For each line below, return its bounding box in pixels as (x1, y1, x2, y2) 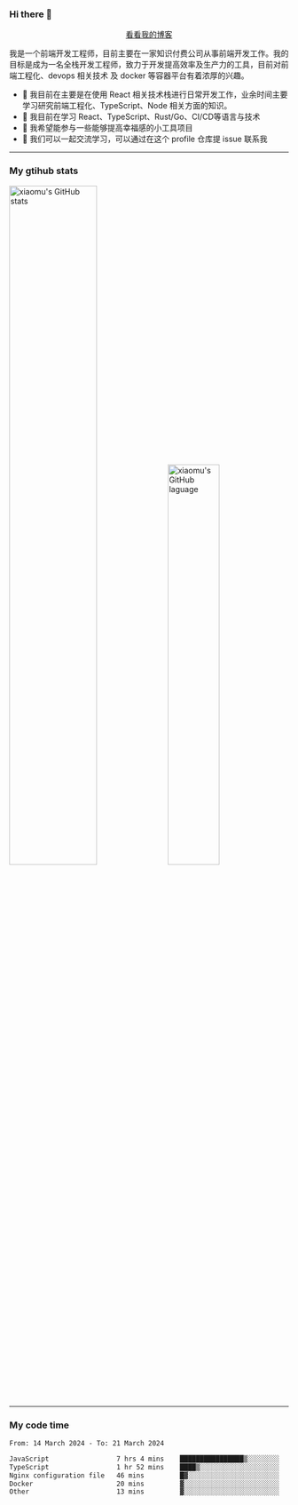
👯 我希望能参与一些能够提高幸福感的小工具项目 (21, 123, 193, 133)
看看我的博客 (125, 29, 173, 40)
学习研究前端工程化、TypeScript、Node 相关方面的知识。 (21, 100, 232, 111)
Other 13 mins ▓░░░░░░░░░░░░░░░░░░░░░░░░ (9, 1487, 279, 1496)
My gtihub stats (9, 164, 79, 177)
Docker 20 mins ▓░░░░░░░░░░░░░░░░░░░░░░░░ (9, 1479, 279, 1488)
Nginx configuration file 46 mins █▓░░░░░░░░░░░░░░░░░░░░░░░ (9, 1470, 279, 1480)
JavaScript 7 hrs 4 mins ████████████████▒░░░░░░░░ (9, 1454, 279, 1463)
